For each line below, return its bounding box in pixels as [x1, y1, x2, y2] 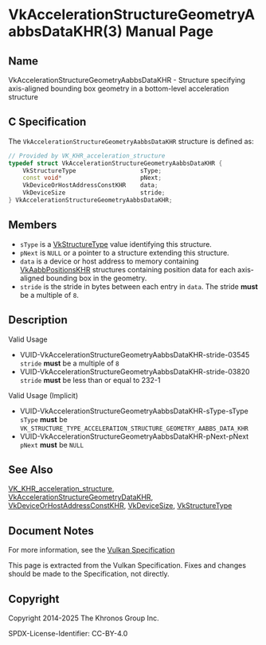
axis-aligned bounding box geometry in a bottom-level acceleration [8, 84, 229, 93]
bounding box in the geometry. [45, 273, 147, 283]
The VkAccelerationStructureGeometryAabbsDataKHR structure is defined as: [8, 136, 254, 146]
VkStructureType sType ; [22, 166, 162, 174]
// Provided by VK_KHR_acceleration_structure [8, 151, 166, 160]
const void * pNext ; [22, 174, 162, 182]
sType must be [19, 414, 68, 424]
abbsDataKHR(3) [8, 22, 123, 41]
